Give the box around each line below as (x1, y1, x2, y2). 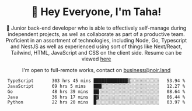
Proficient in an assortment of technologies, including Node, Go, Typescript (5, 37, 187, 44)
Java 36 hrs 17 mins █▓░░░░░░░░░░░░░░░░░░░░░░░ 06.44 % (7, 94, 186, 100)
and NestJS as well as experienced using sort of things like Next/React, (10, 43, 183, 50)
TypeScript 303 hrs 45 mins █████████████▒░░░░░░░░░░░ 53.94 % (7, 78, 186, 84)
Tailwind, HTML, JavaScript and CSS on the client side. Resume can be (11, 49, 182, 56)
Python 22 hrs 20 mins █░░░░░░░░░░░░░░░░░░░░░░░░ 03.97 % (7, 99, 186, 105)
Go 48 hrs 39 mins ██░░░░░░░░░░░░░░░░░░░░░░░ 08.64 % (7, 88, 186, 95)
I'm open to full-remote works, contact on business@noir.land (22, 66, 171, 73)
